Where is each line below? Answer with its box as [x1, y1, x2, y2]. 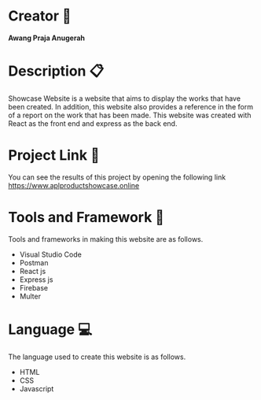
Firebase [19, 283, 49, 292]
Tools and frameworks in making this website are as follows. [8, 234, 204, 243]
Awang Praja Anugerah [8, 33, 85, 43]
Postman [19, 257, 49, 267]
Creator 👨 [8, 7, 72, 25]
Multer [19, 291, 42, 301]
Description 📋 [8, 62, 105, 80]
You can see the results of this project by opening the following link [8, 172, 226, 182]
